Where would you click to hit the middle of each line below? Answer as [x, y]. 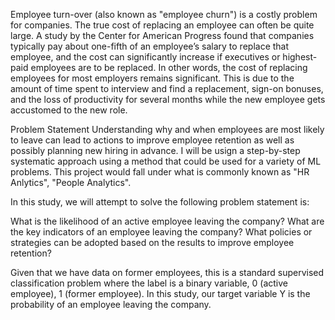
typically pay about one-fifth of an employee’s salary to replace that [150, 46]
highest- [300, 57]
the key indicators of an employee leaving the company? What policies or [161, 232]
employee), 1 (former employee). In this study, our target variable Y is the [160, 293]
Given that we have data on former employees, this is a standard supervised [167, 272]
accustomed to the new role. [69, 110]
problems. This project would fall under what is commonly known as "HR [160, 172]
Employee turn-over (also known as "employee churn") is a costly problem [164, 14]
